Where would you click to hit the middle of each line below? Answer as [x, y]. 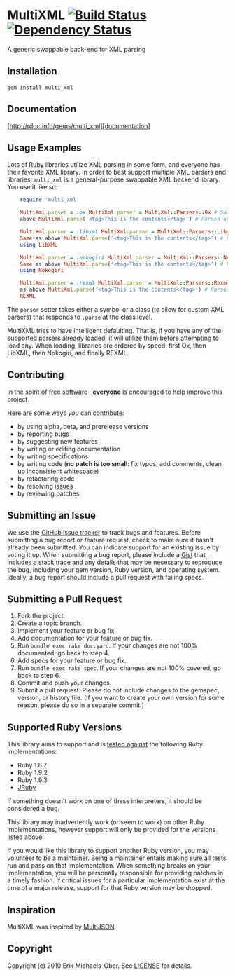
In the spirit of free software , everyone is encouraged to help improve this [115, 392]
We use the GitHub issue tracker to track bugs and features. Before [104, 532]
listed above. [26, 837]
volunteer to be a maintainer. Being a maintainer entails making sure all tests [117, 858]
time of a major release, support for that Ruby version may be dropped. [109, 888]
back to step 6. [39, 676]
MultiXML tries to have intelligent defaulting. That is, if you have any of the [114, 330]
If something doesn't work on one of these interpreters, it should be [105, 801]
